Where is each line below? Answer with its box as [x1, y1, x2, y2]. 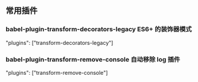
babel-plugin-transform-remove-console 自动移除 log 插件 [5, 55, 180, 63]
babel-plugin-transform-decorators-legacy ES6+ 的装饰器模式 [5, 25, 192, 34]
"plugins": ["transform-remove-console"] [5, 69, 108, 76]
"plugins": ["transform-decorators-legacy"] [5, 39, 113, 46]
